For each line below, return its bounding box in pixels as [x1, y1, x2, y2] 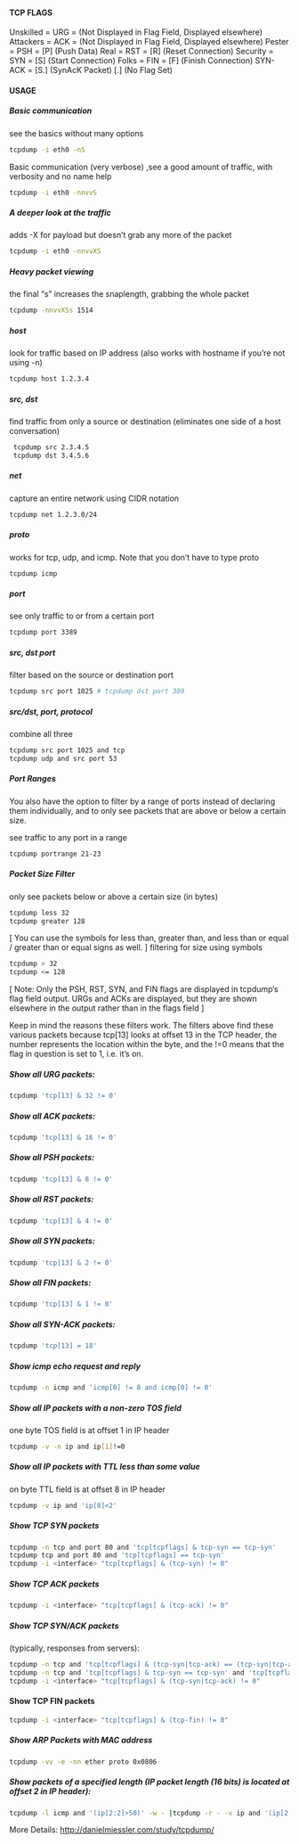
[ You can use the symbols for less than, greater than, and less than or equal [9, 932, 289, 944]
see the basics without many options [9, 127, 144, 138]
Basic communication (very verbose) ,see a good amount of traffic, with [9, 161, 273, 172]
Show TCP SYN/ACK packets [9, 1620, 119, 1631]
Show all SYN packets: [9, 1235, 96, 1247]
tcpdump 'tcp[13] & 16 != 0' [9, 1133, 117, 1142]
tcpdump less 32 [9, 908, 69, 917]
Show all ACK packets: [9, 1110, 96, 1121]
